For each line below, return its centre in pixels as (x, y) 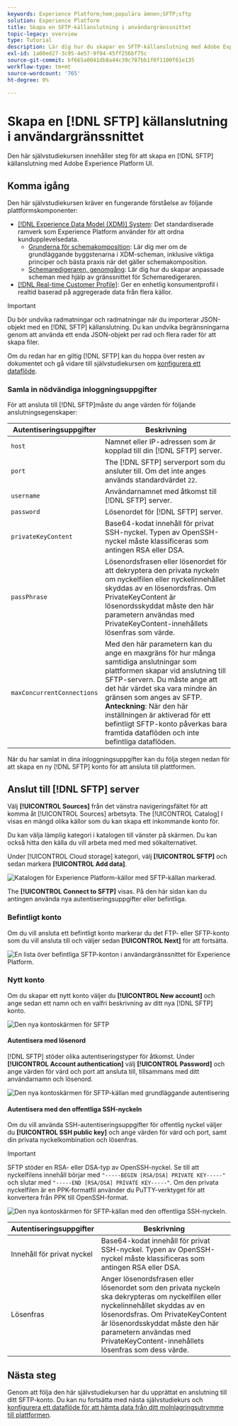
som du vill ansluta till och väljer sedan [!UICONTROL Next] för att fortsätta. (118, 940)
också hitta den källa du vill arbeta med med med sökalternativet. (102, 843)
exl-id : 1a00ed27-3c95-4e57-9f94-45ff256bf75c (77, 54)
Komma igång (39, 186)
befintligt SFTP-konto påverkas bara (166, 724)
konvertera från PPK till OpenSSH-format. (68, 1197)
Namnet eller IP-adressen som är (160, 442)
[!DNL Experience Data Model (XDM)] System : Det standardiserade (115, 224)
